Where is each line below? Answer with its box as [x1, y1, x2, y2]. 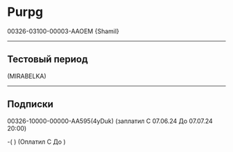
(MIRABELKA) [7, 72, 46, 80]
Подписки [7, 98, 54, 111]
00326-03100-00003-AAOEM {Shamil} [7, 27, 120, 35]
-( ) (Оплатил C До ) [7, 137, 66, 146]
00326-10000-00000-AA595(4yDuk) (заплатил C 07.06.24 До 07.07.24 [7, 117, 213, 125]
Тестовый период [7, 53, 88, 66]
